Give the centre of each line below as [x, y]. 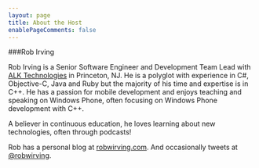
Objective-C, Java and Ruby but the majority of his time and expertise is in [128, 84]
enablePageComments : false [52, 30]
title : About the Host [45, 23]
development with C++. [46, 109]
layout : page [29, 15]
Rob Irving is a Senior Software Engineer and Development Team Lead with [129, 67]
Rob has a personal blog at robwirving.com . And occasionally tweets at [123, 147]
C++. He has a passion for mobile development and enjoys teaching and [125, 92]
